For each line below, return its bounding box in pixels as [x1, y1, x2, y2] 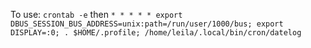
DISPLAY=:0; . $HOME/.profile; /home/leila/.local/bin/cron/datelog [10, 28, 302, 38]
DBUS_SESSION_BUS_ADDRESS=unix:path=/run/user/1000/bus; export [10, 19, 284, 29]
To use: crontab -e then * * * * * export [10, 9, 183, 20]
